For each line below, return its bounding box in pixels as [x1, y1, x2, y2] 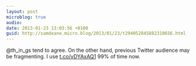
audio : [6, 19, 22, 25]
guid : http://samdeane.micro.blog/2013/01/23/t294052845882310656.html [6, 31, 186, 37]
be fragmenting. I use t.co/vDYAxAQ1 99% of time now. [6, 53, 141, 60]
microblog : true [6, 14, 46, 20]
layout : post [6, 8, 38, 15]
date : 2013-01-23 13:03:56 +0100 [6, 25, 89, 31]
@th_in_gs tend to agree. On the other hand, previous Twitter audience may [6, 47, 190, 54]
